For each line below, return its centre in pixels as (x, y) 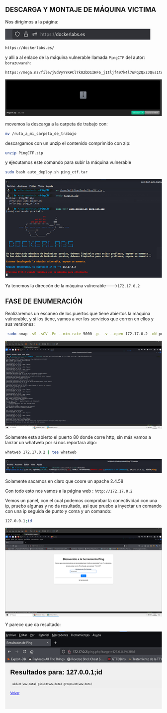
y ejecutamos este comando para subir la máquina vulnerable (68, 162)
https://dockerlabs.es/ (30, 48)
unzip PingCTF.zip (24, 153)
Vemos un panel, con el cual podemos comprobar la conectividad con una (81, 501)
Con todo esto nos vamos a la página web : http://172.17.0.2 (69, 491)
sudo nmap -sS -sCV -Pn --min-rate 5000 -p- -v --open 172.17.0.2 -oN (82, 334)
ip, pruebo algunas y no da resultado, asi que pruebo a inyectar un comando (83, 506)
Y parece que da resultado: (33, 624)
